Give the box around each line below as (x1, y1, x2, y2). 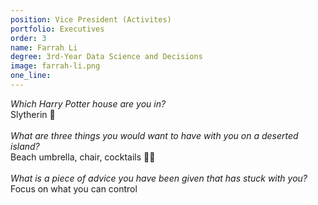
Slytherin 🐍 (10, 108, 56, 120)
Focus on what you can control (10, 182, 138, 195)
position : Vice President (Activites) (10, 14, 172, 25)
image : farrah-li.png (10, 61, 101, 71)
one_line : (10, 71, 52, 81)
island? (10, 140, 40, 152)
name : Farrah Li (10, 42, 78, 53)
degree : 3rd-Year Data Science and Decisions (10, 52, 203, 62)
